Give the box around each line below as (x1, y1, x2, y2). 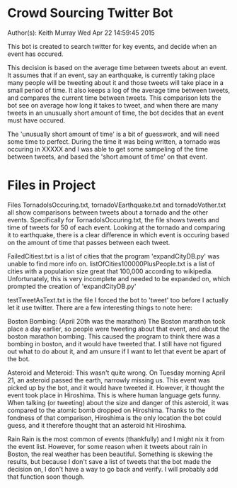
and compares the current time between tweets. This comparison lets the (7, 93, 221, 102)
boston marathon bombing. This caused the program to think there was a (7, 331, 221, 341)
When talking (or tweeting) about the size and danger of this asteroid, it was (7, 398, 229, 407)
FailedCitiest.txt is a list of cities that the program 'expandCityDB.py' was (7, 251, 220, 260)
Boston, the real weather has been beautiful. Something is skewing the (7, 450, 214, 458)
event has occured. (7, 50, 64, 58)
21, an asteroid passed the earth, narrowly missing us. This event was (7, 375, 210, 384)
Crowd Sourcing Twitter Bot (7, 5, 173, 21)
